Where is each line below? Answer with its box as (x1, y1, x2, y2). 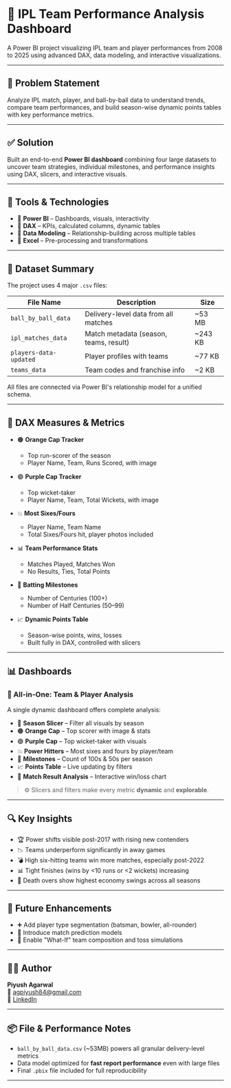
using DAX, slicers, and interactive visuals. (7, 170, 127, 178)
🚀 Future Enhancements (7, 903, 112, 914)
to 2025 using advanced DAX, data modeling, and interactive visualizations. (7, 51, 221, 59)
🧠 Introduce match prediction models (16, 929, 122, 937)
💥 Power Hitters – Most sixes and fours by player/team (16, 747, 174, 755)
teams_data (10, 366, 46, 374)
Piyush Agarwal (7, 980, 54, 989)
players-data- (10, 349, 57, 357)
